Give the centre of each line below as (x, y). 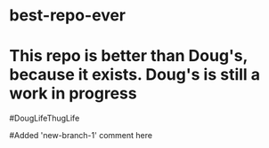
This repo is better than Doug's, (128, 56)
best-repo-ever (68, 16)
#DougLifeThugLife (45, 118)
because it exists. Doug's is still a (135, 75)
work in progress (73, 93)
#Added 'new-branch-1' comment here (81, 136)
